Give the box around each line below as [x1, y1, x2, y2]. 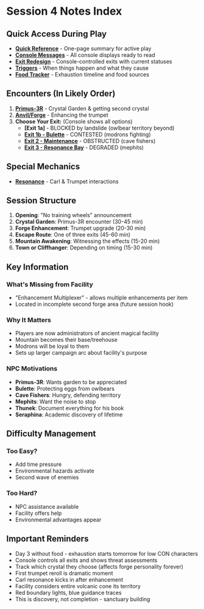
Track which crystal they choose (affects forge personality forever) [15, 563, 184, 570]
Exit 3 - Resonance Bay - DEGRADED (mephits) [24, 144, 144, 151]
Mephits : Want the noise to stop [15, 397, 96, 405]
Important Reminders [6, 534, 89, 544]
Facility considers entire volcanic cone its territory [15, 582, 141, 589]
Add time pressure [15, 460, 62, 468]
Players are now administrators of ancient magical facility [15, 330, 160, 337]
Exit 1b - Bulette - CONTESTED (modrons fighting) [24, 130, 151, 138]
